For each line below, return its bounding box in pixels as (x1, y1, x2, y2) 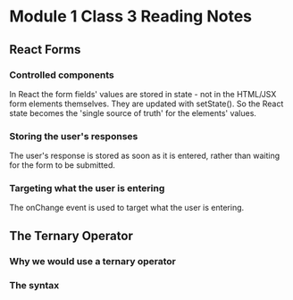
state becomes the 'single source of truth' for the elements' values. (9, 107, 257, 118)
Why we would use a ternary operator (9, 254, 176, 267)
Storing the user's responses (9, 129, 138, 142)
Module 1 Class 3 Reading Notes (9, 6, 253, 27)
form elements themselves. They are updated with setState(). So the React (9, 98, 284, 109)
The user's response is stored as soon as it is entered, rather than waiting (9, 150, 280, 162)
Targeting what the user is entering (9, 182, 165, 195)
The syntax (9, 279, 60, 291)
